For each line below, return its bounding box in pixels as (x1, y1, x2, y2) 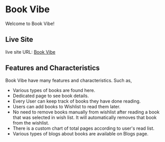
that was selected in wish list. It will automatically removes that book (12, 114, 157, 121)
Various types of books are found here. (12, 87, 96, 93)
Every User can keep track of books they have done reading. (12, 98, 141, 104)
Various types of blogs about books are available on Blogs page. (12, 130, 149, 136)
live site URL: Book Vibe (5, 49, 56, 55)
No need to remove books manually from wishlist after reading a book (12, 109, 160, 115)
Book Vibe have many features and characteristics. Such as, (5, 77, 132, 83)
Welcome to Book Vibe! (5, 20, 55, 27)
